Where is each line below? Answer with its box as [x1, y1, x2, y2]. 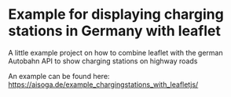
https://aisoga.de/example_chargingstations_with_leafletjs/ [8, 80, 199, 89]
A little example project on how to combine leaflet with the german [8, 48, 224, 57]
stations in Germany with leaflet [8, 22, 222, 40]
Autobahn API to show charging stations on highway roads [8, 56, 198, 66]
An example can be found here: [8, 71, 110, 81]
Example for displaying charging [8, 5, 224, 23]
